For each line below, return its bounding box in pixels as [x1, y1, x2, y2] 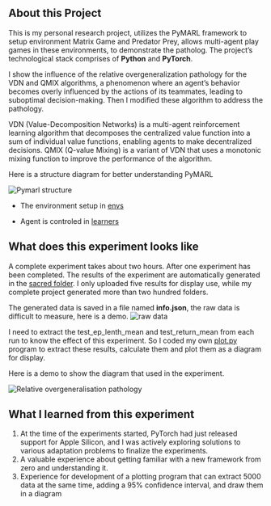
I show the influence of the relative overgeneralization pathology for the [8, 69, 248, 79]
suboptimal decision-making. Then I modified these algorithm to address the [8, 95, 264, 104]
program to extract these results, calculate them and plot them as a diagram [8, 344, 261, 354]
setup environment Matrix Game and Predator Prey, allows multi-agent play [8, 36, 259, 46]
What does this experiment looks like [8, 240, 200, 254]
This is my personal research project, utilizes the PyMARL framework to [8, 27, 248, 37]
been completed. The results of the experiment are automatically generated [8, 270, 260, 280]
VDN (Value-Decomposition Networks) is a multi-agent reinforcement [8, 119, 240, 129]
